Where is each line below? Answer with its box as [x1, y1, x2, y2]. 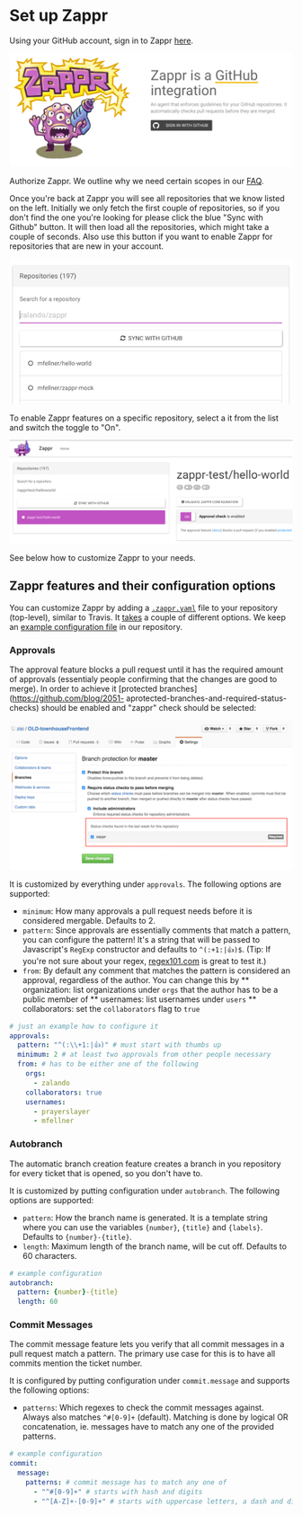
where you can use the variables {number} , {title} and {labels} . [22, 1221, 263, 1232]
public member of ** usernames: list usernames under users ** [22, 994, 257, 1005]
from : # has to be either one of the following [17, 1059, 200, 1069]
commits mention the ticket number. [9, 1358, 143, 1369]
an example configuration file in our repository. [9, 621, 182, 632]
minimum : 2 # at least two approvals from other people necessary [17, 1050, 271, 1059]
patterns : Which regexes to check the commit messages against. [22, 1403, 264, 1413]
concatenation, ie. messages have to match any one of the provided [22, 1422, 274, 1432]
